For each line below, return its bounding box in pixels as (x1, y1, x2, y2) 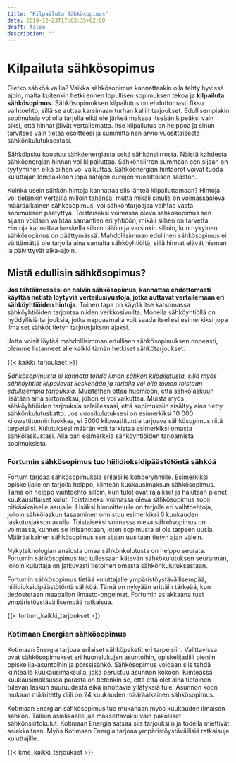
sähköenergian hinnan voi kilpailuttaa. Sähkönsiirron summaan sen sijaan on (7, 158, 228, 166)
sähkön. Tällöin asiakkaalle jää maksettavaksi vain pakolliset (7, 711, 182, 720)
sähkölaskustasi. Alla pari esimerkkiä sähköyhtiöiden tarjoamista (7, 432, 194, 440)
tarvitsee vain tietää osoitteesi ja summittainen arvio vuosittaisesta (7, 129, 200, 138)
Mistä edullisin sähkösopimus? (7, 266, 147, 279)
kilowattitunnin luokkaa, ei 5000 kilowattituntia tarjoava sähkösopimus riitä (7, 417, 223, 425)
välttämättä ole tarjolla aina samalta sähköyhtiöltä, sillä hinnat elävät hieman (7, 239, 227, 247)
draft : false (7, 23, 46, 30)
